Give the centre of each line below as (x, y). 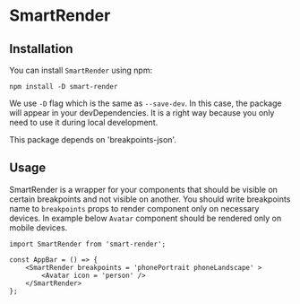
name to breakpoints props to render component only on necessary (134, 208)
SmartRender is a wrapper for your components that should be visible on (143, 189)
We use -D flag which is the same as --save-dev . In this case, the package (146, 103)
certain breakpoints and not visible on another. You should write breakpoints (150, 199)
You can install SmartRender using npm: (81, 70)
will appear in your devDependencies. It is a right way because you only (142, 113)
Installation (41, 49)
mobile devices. (39, 227)
